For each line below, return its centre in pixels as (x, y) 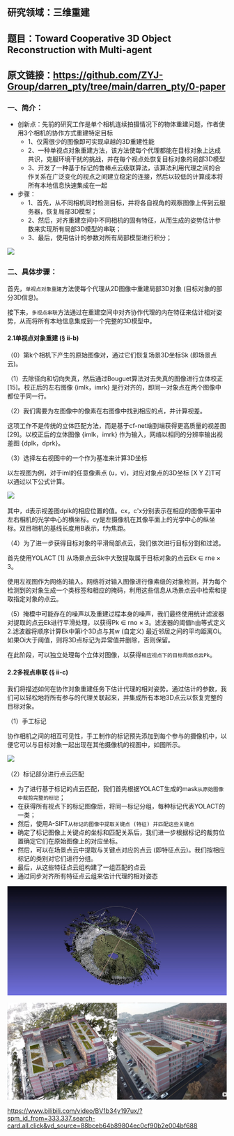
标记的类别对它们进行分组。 (57, 859)
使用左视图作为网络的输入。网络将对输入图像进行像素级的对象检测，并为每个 (117, 581)
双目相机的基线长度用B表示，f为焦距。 (75, 528)
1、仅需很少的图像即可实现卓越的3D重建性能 (91, 142)
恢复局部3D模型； (72, 212)
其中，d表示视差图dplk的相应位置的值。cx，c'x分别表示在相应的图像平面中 (114, 510)
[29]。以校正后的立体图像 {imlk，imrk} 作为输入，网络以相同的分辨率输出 (112, 434)
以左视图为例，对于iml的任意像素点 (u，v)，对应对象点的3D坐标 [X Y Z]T (111, 473)
